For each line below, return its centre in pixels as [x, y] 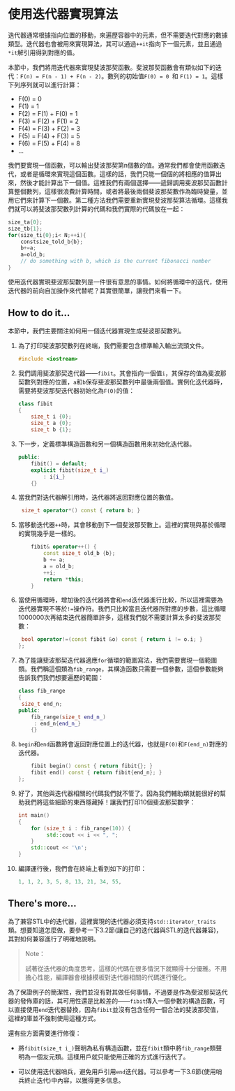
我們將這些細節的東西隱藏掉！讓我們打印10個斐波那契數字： [110, 802]
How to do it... [39, 313]
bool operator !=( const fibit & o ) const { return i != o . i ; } [112, 640]
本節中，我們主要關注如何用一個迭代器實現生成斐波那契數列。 [97, 331]
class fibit [35, 404]
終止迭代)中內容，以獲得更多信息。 [74, 1080]
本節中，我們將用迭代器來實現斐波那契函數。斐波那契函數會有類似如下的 [112, 67]
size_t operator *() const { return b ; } [81, 511]
